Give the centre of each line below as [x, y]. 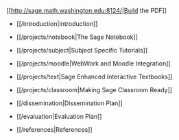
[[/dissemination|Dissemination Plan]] [69, 103]
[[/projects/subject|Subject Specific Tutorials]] [82, 50]
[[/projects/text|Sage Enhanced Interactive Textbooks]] [94, 76]
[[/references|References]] [54, 129]
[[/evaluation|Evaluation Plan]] [59, 116]
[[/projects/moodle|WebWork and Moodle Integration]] [93, 64]
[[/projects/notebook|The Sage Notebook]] [77, 37]
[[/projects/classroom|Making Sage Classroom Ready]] [94, 90]
